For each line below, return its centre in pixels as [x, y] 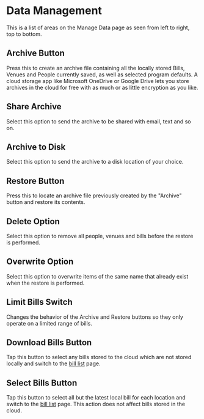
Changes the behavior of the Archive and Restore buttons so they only [95, 317]
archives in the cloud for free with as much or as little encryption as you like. [102, 87]
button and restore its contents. [46, 202]
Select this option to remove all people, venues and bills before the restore [100, 236]
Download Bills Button [49, 343]
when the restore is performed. [46, 283]
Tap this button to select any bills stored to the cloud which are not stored [99, 357]
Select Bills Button [42, 383]
